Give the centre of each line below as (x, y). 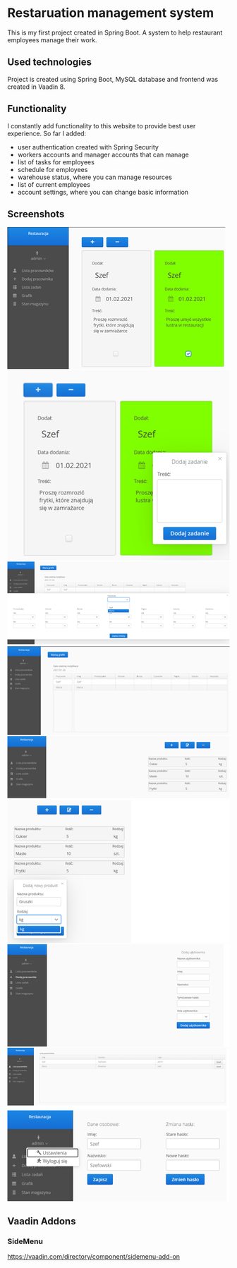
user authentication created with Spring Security (88, 147)
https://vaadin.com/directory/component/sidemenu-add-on (94, 1257)
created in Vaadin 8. (36, 87)
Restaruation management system (111, 13)
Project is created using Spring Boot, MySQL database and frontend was (113, 79)
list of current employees (54, 184)
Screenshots (36, 214)
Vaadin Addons (42, 1221)
